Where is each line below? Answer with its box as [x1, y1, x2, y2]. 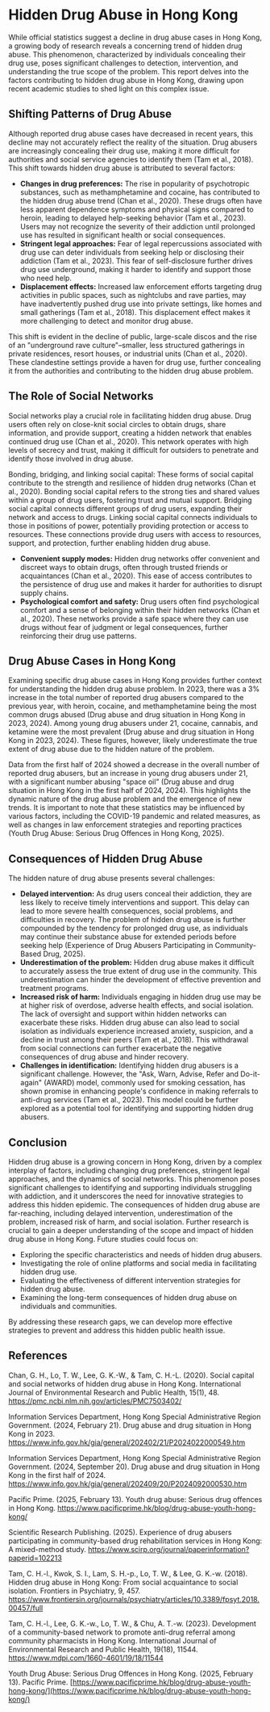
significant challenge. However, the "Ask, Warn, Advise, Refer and [19, 1069, 239, 1079]
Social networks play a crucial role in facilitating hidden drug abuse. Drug [8, 410, 251, 421]
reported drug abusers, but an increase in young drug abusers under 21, [8, 769, 248, 778]
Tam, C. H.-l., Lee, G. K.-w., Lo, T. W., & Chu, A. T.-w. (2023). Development [8, 1618, 256, 1628]
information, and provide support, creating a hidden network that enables [8, 428, 252, 438]
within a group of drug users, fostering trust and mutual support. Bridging [8, 495, 252, 505]
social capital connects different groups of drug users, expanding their [8, 503, 243, 514]
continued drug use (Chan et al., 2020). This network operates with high [8, 436, 249, 446]
